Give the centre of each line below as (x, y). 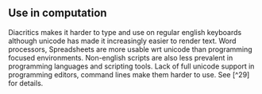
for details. (26, 83)
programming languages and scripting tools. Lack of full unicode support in (131, 66)
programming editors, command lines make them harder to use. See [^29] (129, 74)
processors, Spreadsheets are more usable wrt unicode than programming (130, 49)
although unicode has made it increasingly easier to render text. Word (122, 41)
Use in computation (58, 13)
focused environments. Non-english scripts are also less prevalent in (121, 57)
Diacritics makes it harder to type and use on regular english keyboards (125, 32)
